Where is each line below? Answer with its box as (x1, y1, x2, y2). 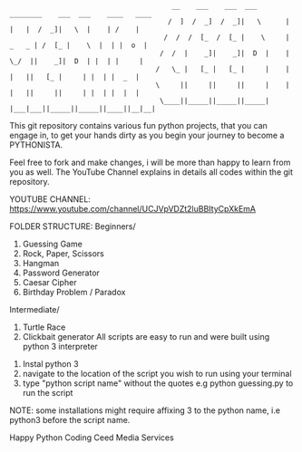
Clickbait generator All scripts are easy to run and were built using (22, 332, 270, 341)
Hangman (22, 258, 60, 268)
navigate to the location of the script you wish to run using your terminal (22, 369, 292, 379)
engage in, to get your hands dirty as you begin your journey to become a (9, 130, 285, 140)
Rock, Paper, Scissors (22, 248, 104, 259)
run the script (22, 388, 73, 398)
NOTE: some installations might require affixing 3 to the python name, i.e (9, 405, 281, 416)
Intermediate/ (9, 304, 61, 314)
